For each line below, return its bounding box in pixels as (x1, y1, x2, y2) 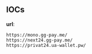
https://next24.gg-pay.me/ (6, 37, 73, 43)
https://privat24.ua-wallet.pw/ (6, 42, 86, 48)
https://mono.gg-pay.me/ (6, 32, 68, 38)
